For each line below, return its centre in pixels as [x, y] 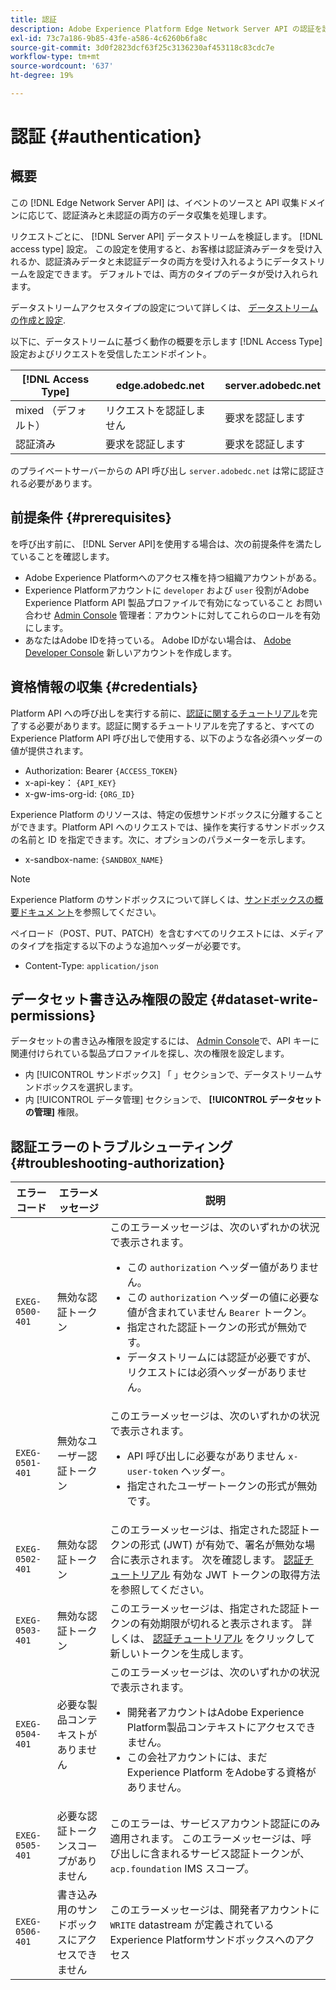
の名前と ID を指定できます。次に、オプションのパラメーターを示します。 [161, 839]
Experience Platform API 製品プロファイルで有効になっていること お [164, 602]
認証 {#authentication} [106, 137]
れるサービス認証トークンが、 [240, 1854]
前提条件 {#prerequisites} [91, 517]
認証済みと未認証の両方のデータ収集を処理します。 [167, 215]
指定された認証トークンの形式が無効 [212, 1328]
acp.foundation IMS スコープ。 [182, 1869]
